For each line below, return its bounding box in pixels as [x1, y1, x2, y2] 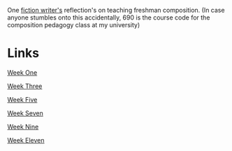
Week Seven [7, 108, 43, 117]
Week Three [7, 82, 43, 90]
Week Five [7, 95, 38, 103]
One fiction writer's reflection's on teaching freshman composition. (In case [7, 6, 225, 14]
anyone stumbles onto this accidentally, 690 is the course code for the [7, 13, 210, 22]
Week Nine [7, 122, 39, 131]
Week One [7, 68, 38, 76]
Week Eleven [7, 136, 45, 144]
